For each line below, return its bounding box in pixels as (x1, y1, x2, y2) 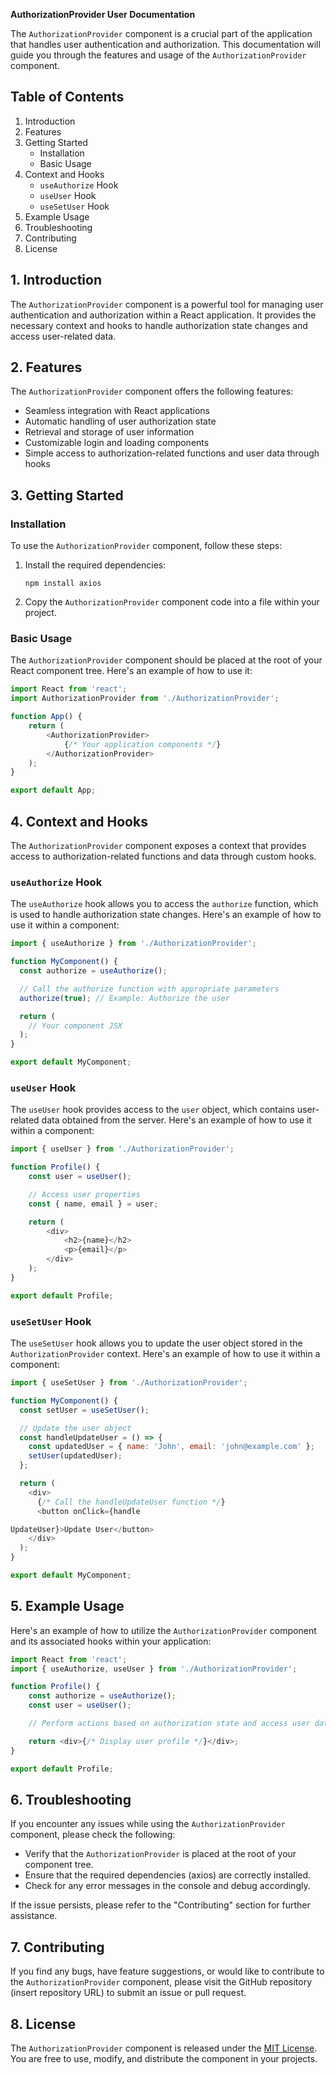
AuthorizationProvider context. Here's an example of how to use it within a (10, 1348, 321, 1359)
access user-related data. (10, 330, 117, 342)
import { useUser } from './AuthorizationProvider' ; (10, 1144, 235, 1154)
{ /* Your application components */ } (63, 739, 222, 749)
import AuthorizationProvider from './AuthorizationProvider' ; (10, 694, 280, 704)
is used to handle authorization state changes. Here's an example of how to (10, 909, 322, 921)
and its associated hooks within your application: (10, 1635, 212, 1647)
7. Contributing (10, 1939, 105, 1956)
